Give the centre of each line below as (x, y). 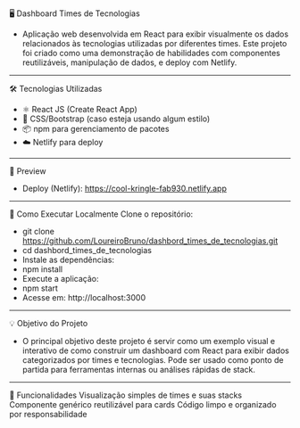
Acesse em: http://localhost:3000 (84, 297)
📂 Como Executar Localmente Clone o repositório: (101, 214)
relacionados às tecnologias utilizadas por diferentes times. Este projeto (154, 43)
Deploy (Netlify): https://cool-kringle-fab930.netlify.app (125, 188)
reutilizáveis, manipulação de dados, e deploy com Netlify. (129, 62)
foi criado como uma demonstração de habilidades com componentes (151, 53)
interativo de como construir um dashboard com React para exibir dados (156, 350)
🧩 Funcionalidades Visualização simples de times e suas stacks (126, 395)
